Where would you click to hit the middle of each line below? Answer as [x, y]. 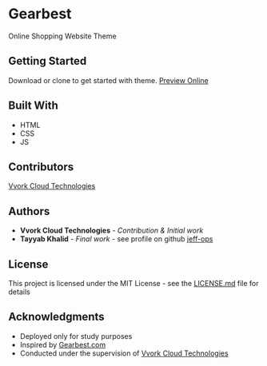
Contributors [41, 167]
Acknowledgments [57, 317]
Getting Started [48, 61]
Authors [29, 211]
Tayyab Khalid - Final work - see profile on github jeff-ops [116, 239]
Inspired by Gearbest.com [63, 344]
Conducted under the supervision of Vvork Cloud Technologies [124, 353]
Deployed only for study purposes [76, 336]
